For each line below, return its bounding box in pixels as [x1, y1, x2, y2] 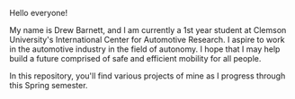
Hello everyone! [9, 8, 68, 18]
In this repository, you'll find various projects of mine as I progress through [9, 70, 286, 81]
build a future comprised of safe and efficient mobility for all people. [9, 54, 262, 63]
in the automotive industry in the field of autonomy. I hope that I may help [9, 44, 281, 54]
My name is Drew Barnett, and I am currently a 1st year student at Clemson [9, 25, 287, 35]
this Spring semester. [9, 80, 88, 90]
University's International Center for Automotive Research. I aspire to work [9, 35, 285, 45]
